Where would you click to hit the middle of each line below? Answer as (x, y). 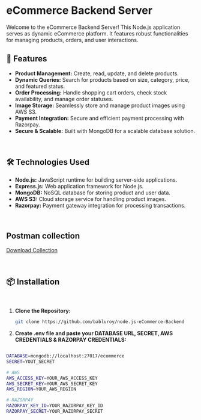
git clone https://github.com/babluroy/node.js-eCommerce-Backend (100, 322)
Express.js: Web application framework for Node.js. (79, 186)
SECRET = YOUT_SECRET (31, 362)
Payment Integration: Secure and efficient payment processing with (99, 118)
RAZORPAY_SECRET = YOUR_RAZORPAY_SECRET (55, 412)
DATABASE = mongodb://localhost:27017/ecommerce (65, 356)
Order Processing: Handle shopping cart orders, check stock (91, 92)
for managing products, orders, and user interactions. (72, 40)
